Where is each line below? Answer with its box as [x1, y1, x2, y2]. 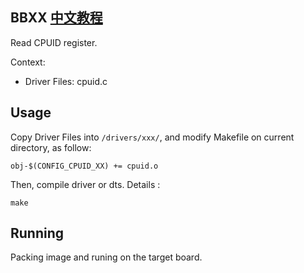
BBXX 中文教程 [10, 9, 103, 27]
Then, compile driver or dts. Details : [10, 178, 161, 190]
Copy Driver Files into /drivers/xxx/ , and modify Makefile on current [10, 131, 295, 143]
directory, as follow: [10, 141, 92, 153]
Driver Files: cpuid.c [24, 75, 108, 87]
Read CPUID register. [10, 36, 98, 48]
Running [10, 225, 65, 242]
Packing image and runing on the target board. [10, 251, 203, 263]
